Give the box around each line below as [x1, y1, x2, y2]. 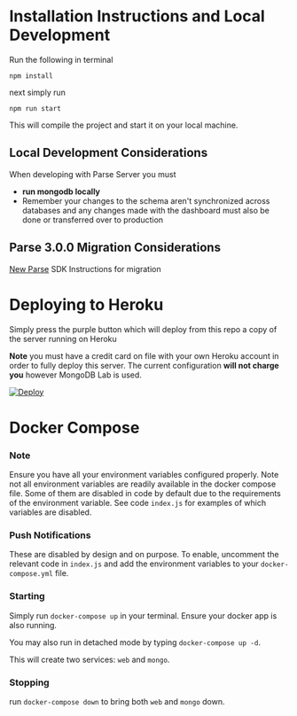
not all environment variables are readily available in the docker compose [9, 479, 277, 489]
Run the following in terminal [9, 54, 113, 65]
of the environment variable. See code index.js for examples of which [9, 497, 267, 508]
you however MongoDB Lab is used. [9, 370, 142, 380]
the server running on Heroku [9, 333, 117, 344]
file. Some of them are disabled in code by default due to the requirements [9, 487, 281, 498]
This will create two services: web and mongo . [9, 654, 170, 665]
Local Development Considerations [9, 145, 208, 160]
